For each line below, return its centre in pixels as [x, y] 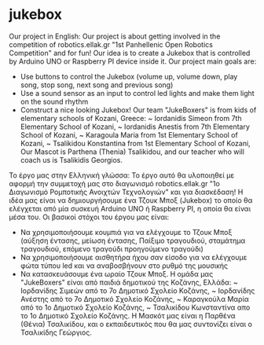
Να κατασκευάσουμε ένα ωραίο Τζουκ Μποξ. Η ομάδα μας [117, 273]
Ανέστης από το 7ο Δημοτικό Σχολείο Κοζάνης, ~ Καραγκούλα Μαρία [135, 299]
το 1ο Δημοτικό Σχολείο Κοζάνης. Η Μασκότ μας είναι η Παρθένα [128, 315]
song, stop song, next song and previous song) [97, 85]
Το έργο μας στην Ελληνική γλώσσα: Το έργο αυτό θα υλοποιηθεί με [122, 175]
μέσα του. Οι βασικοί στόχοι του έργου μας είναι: [89, 217]
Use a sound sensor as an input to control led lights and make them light [137, 93]
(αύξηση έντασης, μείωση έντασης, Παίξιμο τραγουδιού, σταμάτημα [133, 240]
